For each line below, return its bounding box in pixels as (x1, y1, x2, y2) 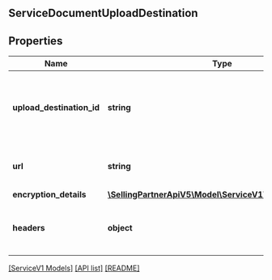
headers (12, 223, 46, 234)
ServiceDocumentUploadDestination (8, 6, 198, 20)
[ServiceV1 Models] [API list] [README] (8, 263, 140, 274)
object (107, 223, 133, 234)
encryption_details (12, 189, 87, 201)
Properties (8, 34, 63, 48)
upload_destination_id (12, 102, 100, 113)
